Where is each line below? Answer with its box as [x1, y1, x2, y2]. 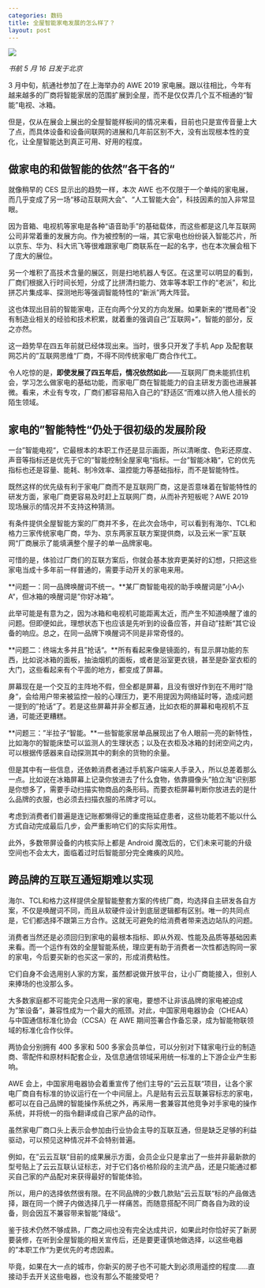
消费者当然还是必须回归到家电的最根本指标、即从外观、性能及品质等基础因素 [8, 932, 257, 941]
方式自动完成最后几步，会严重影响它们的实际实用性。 [8, 821, 181, 831]
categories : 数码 [8, 11, 63, 20]
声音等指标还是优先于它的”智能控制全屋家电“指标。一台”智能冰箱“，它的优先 [8, 456, 256, 464]
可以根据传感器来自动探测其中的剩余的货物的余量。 [8, 748, 174, 757]
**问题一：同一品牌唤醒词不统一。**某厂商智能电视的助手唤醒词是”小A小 [8, 582, 244, 591]
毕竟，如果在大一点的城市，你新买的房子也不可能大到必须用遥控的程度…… [8, 1261, 248, 1271]
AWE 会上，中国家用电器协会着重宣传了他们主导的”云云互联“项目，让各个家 [8, 1078, 253, 1088]
